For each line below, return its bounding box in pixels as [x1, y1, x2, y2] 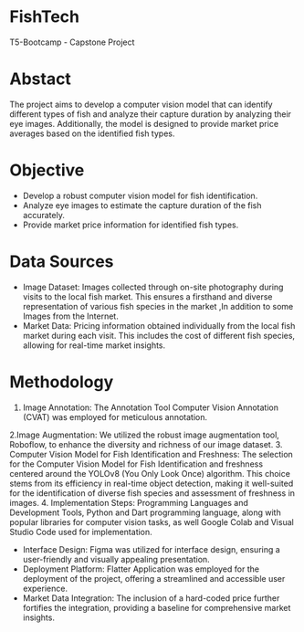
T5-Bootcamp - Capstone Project [9, 37, 135, 47]
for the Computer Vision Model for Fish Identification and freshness [9, 458, 263, 469]
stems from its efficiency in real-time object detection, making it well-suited [9, 478, 294, 489]
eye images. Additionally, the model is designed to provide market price [9, 118, 279, 129]
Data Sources [9, 251, 114, 271]
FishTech [9, 6, 80, 27]
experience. [22, 583, 68, 594]
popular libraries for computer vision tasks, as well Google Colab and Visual [9, 516, 294, 527]
